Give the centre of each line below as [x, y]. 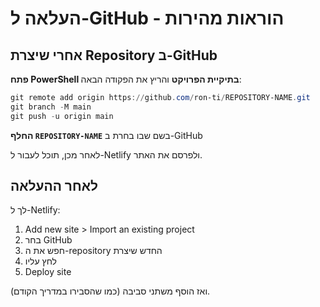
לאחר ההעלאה [54, 186]
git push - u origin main [62, 116]
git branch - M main [51, 107]
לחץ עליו [40, 261]
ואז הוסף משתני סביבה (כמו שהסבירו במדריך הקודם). [110, 291]
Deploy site [48, 272]
